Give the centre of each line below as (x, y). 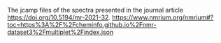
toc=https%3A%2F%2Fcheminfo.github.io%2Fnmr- (82, 25)
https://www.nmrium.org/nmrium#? (163, 17)
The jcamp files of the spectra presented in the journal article (95, 10)
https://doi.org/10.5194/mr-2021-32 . (59, 17)
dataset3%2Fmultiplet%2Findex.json (60, 32)
